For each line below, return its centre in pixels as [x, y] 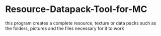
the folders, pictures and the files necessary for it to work [65, 28]
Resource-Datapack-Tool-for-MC [76, 9]
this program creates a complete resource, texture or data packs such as [81, 23]
